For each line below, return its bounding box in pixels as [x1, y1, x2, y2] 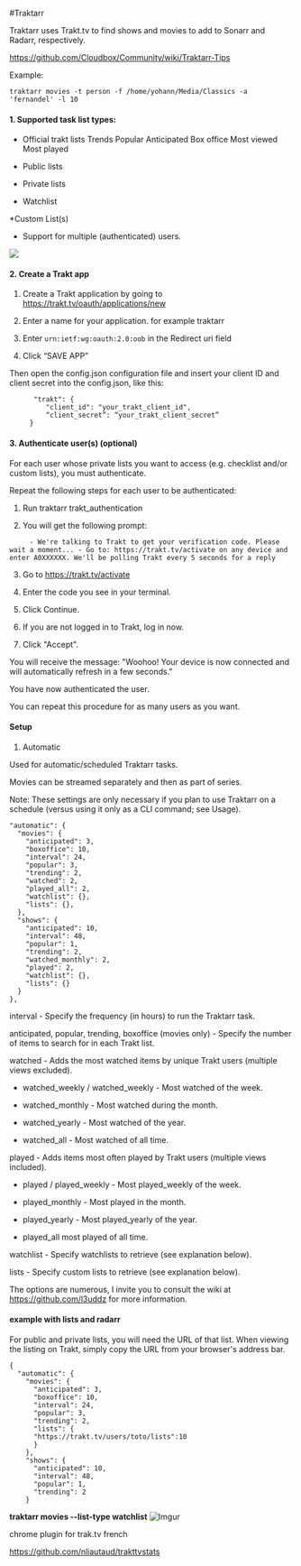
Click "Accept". [22, 639, 79, 649]
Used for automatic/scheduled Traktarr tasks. [9, 759, 178, 769]
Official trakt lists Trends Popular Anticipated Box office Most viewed [22, 134, 278, 145]
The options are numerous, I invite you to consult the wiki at [9, 1284, 232, 1294]
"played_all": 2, [25, 884, 91, 893]
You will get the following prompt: [22, 520, 147, 530]
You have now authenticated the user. [9, 683, 150, 694]
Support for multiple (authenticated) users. [22, 231, 182, 242]
